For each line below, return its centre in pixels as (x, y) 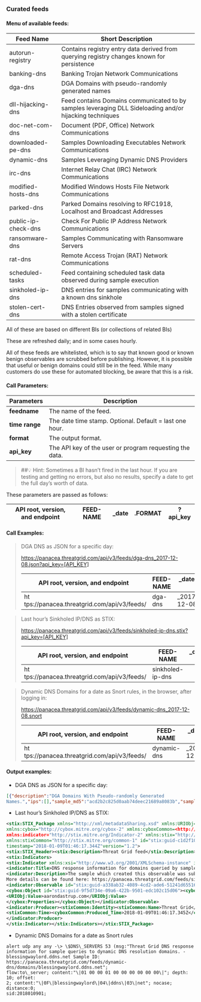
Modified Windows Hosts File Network (115, 187)
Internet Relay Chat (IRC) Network (109, 169)
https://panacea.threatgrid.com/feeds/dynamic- (67, 962)
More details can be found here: (48, 880)
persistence (78, 64)
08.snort (31, 716)
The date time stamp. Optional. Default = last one (118, 421)
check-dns (25, 229)
